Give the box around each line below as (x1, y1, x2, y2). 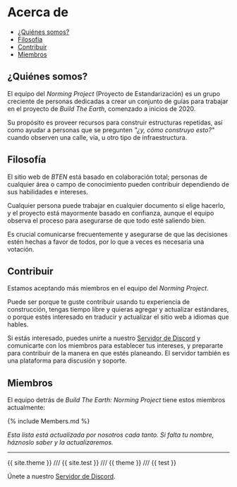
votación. (7, 245, 35, 253)
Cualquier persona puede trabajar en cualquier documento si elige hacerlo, (7, 201, 226, 209)
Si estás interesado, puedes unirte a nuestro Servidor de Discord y (7, 334, 201, 343)
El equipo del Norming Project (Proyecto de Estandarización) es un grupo (7, 89, 221, 98)
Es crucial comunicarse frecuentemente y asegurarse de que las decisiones (7, 230, 228, 238)
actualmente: (7, 404, 46, 412)
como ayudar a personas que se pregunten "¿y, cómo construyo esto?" (7, 125, 215, 134)
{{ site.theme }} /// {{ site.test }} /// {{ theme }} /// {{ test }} (7, 459, 176, 467)
